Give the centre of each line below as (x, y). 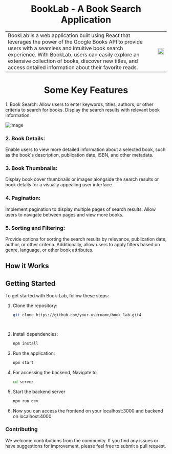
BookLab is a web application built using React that (69, 35)
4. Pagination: (23, 198)
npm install (25, 343)
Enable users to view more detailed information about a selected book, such (85, 149)
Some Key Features (86, 90)
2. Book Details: (25, 138)
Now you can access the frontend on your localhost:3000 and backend (88, 410)
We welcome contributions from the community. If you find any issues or (82, 440)
